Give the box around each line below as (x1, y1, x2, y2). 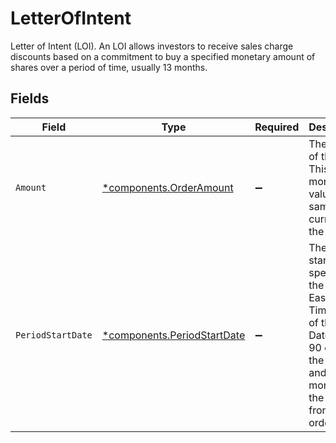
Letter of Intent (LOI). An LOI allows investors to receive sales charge (10, 40, 294, 52)
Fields (10, 90, 50, 107)
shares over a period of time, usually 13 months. (10, 61, 208, 73)
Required (254, 120, 300, 134)
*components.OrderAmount (101, 180, 234, 194)
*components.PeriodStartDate (101, 328, 246, 342)
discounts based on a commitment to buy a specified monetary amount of (10, 50, 316, 62)
